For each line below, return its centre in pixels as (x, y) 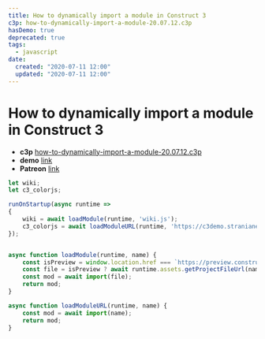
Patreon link (39, 168)
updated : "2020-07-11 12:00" (63, 74)
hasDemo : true (32, 30)
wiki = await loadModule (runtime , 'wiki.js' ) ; (100, 219)
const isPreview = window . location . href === (97, 262)
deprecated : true (37, 37)
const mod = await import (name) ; (77, 313)
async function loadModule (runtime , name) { (82, 255)
